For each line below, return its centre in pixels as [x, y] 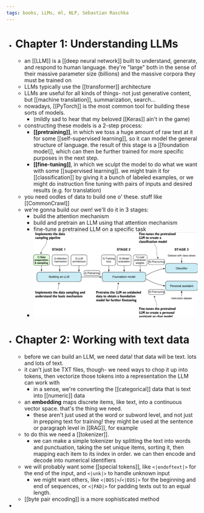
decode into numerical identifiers [75, 460]
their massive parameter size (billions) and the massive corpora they [110, 74]
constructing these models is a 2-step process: [83, 126]
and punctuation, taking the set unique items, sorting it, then [108, 447]
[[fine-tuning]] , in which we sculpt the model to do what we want [115, 164]
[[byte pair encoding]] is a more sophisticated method [92, 499]
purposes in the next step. [66, 158]
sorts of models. [45, 112]
